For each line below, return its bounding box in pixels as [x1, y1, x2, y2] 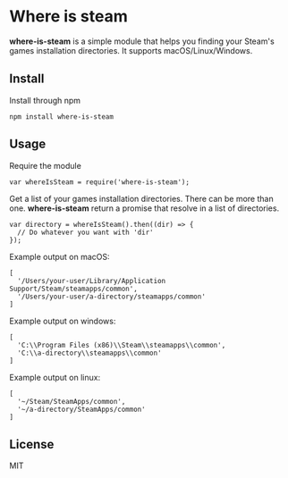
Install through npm [9, 95, 81, 105]
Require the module [9, 160, 82, 171]
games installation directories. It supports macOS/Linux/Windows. [9, 45, 253, 55]
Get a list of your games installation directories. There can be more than [9, 193, 275, 204]
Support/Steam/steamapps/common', [9, 284, 139, 293]
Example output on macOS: [9, 251, 110, 262]
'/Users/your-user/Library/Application [17, 276, 166, 285]
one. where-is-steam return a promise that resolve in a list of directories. [9, 203, 280, 214]
